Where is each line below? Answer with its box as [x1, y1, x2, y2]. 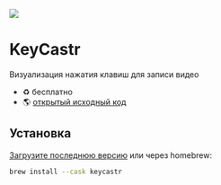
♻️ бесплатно [22, 86, 74, 97]
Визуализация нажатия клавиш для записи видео [9, 68, 199, 80]
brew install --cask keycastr [9, 167, 123, 176]
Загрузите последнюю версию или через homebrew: [9, 149, 213, 161]
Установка [9, 126, 72, 141]
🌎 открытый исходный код [22, 96, 127, 107]
